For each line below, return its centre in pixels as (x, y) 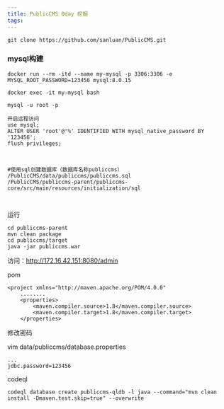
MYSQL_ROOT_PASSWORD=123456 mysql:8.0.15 (69, 80)
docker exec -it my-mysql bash (54, 93)
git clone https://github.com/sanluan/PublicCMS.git (87, 40)
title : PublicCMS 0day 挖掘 (48, 14)
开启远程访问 (23, 119)
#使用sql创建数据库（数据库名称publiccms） (65, 169)
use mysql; (23, 125)
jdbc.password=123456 (39, 366)
